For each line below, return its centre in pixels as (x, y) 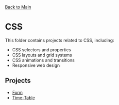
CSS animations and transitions (43, 60)
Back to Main (18, 7)
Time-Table (24, 98)
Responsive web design (36, 65)
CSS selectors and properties (42, 50)
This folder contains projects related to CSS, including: (59, 40)
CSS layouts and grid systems (42, 55)
